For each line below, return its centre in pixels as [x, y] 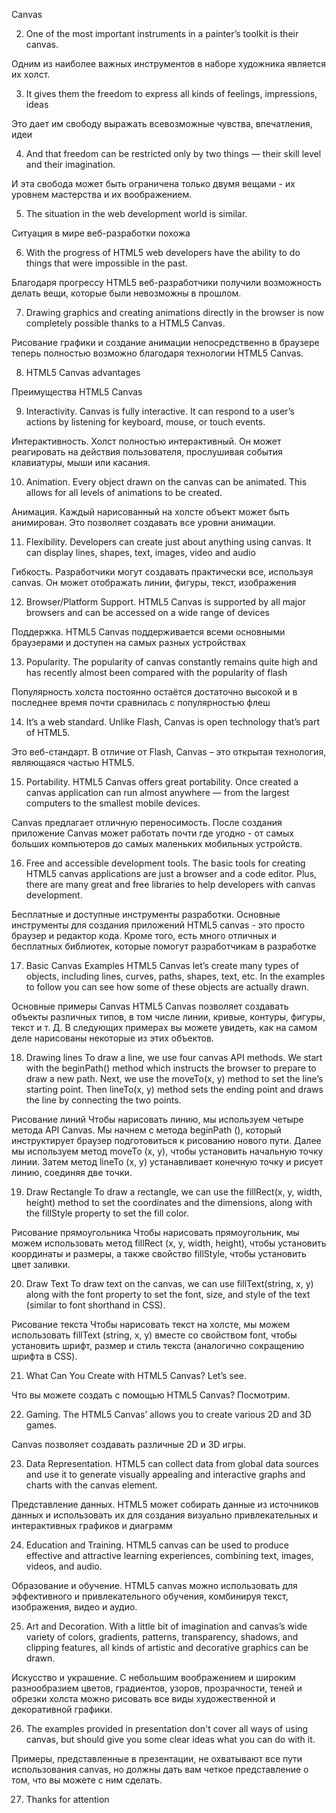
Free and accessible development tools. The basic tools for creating [165, 863]
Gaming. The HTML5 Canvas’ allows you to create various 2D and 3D [168, 1414]
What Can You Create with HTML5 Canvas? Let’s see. [136, 1375]
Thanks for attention [67, 1799]
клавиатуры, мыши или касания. [81, 462]
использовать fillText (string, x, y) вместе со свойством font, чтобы [154, 1335]
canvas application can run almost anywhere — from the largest [157, 792]
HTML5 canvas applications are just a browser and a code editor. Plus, [171, 873]
